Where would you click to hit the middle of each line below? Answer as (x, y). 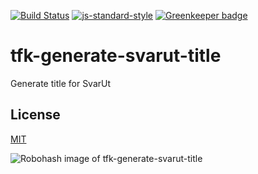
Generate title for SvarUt (61, 83)
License (35, 115)
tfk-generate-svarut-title (116, 56)
